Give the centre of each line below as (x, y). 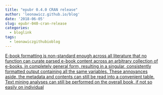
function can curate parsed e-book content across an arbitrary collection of (81, 61)
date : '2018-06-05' (25, 19)
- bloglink (21, 32)
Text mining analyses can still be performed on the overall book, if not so (79, 82)
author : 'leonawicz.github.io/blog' (42, 14)
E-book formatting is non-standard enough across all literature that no (76, 56)
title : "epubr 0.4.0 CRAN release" (41, 10)
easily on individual (25, 87)
